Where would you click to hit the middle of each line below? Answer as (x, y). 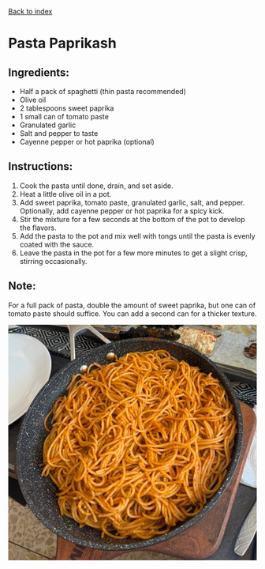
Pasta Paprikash (62, 43)
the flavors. (38, 228)
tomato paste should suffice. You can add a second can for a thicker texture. (132, 313)
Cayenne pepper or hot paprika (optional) (87, 142)
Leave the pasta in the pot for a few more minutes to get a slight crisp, (134, 253)
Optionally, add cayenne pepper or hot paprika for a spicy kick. (122, 211)
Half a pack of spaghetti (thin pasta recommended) (103, 91)
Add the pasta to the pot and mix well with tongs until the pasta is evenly (137, 236)
